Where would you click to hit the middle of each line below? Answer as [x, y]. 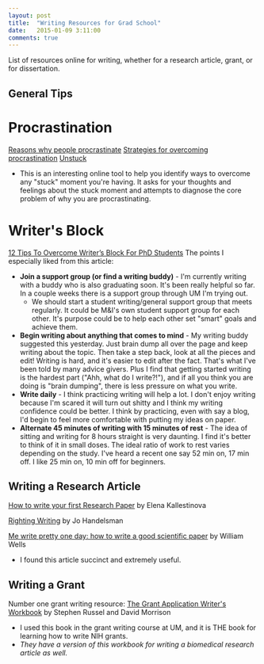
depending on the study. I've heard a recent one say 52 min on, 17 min [134, 453]
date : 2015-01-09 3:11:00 [55, 30]
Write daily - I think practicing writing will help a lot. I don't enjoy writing [138, 394]
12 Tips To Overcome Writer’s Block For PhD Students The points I [116, 252]
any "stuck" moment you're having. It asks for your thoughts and [125, 181]
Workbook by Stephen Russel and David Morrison [90, 612]
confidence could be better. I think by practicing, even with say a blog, [134, 411]
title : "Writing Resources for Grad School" [84, 23]
